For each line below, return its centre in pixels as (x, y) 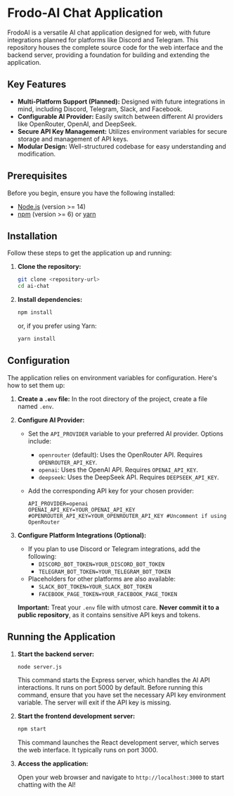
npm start (32, 729)
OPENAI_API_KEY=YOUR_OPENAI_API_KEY (82, 510)
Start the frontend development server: (76, 716)
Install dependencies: (50, 300)
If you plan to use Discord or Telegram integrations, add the (114, 549)
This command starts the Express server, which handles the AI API (114, 680)
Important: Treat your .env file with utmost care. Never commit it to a (118, 607)
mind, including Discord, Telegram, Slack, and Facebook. (100, 109)
